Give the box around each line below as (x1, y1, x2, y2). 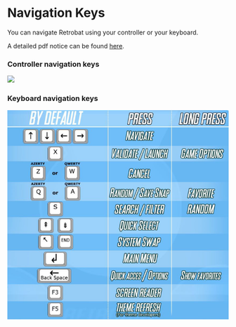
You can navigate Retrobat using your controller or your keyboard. (7, 28, 199, 36)
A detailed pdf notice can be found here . (7, 41, 125, 50)
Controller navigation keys (7, 59, 100, 69)
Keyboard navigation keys (7, 93, 98, 103)
